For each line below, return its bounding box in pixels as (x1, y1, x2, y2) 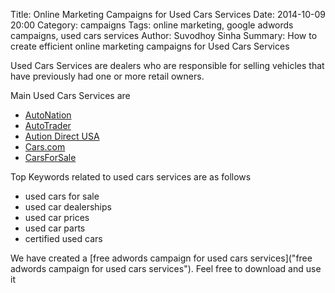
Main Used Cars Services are (10, 90, 131, 101)
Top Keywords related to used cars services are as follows (10, 171, 252, 183)
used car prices (24, 212, 90, 223)
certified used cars (24, 233, 103, 244)
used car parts (24, 222, 86, 234)
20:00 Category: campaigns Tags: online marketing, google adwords (10, 19, 294, 31)
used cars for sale (24, 190, 100, 202)
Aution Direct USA (24, 130, 100, 142)
